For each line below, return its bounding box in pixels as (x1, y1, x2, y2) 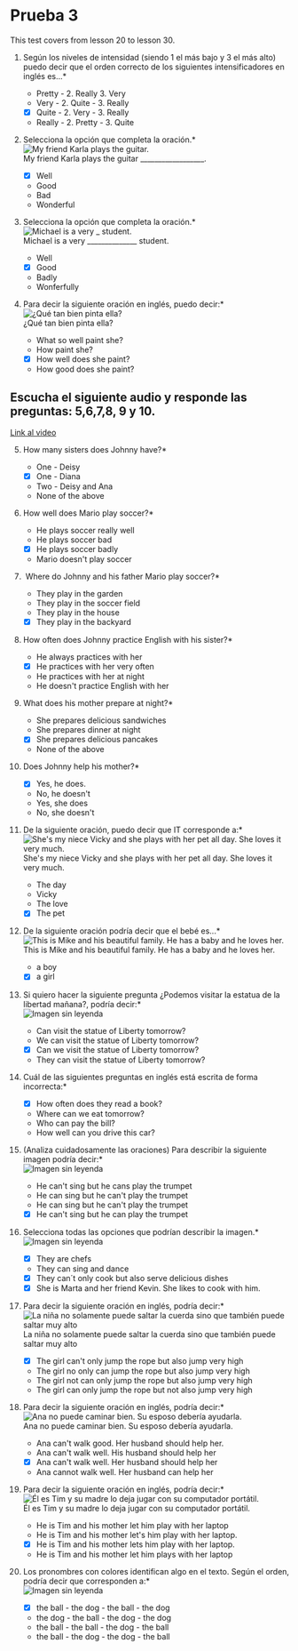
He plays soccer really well (35, 525, 136, 536)
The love (35, 899, 69, 910)
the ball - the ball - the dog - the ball (35, 1622, 169, 1632)
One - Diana (35, 471, 81, 481)
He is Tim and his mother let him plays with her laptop (35, 1549, 233, 1560)
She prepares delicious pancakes (35, 734, 159, 745)
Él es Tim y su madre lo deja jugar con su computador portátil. (22, 1503, 251, 1513)
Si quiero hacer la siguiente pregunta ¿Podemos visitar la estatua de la (22, 989, 280, 1000)
